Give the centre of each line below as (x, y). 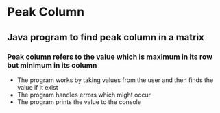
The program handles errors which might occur (84, 95)
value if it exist (37, 87)
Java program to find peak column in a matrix (106, 37)
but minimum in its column (52, 65)
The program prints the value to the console (79, 102)
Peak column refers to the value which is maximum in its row (110, 57)
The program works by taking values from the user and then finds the (115, 80)
